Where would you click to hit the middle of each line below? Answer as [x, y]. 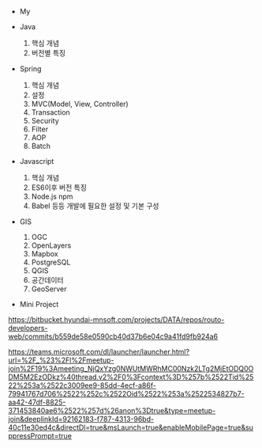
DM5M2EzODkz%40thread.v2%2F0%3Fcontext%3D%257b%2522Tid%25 [131, 377]
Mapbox [45, 254]
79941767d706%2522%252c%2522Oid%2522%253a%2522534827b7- [126, 394]
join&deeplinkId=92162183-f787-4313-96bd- [81, 419]
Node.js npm [52, 196]
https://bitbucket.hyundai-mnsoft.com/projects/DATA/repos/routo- [116, 319]
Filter [40, 129]
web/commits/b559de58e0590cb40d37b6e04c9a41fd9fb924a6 [113, 336]
